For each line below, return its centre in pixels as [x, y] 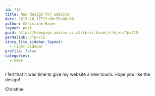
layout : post [19, 28]
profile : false [21, 51]
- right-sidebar [26, 47]
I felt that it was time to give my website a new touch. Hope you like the [78, 74]
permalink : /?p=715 [25, 38]
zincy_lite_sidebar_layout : [34, 42]
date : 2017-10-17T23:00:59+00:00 [40, 19]
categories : [17, 56]
